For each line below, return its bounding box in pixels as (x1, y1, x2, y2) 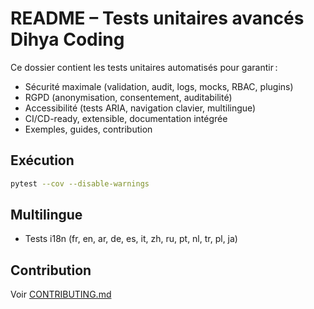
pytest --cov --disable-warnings (10, 178, 150, 189)
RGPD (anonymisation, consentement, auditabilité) (24, 91, 233, 103)
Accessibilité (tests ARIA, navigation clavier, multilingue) (24, 102, 257, 114)
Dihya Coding (10, 28, 125, 51)
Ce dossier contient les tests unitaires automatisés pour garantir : (10, 61, 278, 73)
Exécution (10, 152, 75, 169)
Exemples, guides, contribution (24, 123, 153, 135)
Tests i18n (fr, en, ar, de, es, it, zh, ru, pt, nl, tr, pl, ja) (24, 233, 238, 245)
